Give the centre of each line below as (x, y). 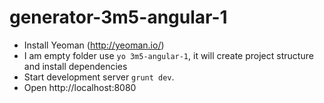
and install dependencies (75, 66)
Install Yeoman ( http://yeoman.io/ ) (94, 45)
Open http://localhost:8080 (80, 87)
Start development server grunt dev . (99, 77)
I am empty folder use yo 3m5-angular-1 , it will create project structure (168, 55)
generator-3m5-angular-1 (118, 17)
